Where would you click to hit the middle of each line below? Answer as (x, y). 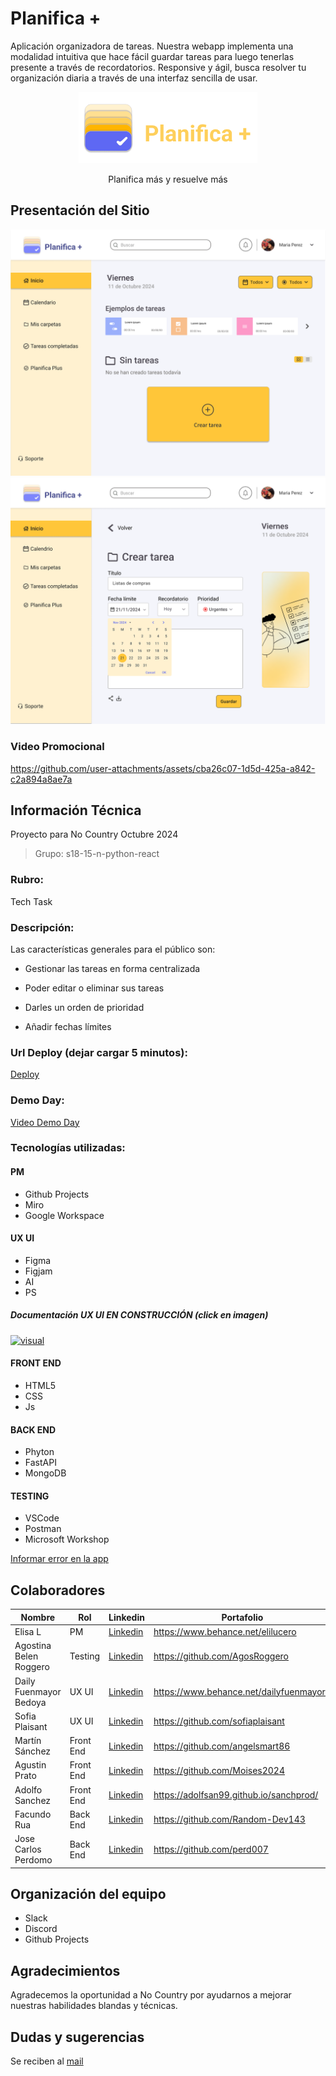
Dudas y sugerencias (77, 2037)
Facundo (33, 1814)
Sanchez (33, 1800)
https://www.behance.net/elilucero (225, 1631)
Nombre (38, 1617)
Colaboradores (58, 1590)
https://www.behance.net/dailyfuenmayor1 (242, 1691)
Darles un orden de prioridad (84, 1007)
